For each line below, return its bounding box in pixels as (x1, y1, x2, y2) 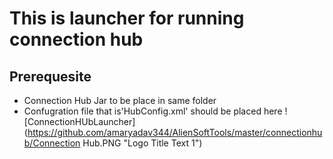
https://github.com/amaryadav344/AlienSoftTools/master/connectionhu (27, 127, 323, 138)
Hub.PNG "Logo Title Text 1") (82, 137, 203, 149)
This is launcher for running (9, 7, 245, 30)
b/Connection (23, 137, 81, 149)
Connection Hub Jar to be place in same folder (23, 95, 217, 106)
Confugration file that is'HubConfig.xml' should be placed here (23, 105, 283, 117)
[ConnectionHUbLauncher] (23, 116, 136, 127)
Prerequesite (9, 68, 92, 85)
